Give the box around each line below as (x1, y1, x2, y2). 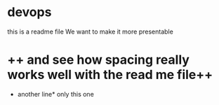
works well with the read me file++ (7, 67, 213, 83)
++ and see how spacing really (7, 52, 190, 68)
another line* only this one (17, 90, 95, 98)
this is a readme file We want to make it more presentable (7, 27, 173, 36)
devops (7, 4, 52, 20)
